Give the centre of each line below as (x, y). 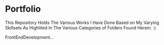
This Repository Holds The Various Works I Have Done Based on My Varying (82, 22)
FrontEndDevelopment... (29, 37)
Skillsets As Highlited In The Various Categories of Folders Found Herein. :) (81, 27)
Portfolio (23, 9)
